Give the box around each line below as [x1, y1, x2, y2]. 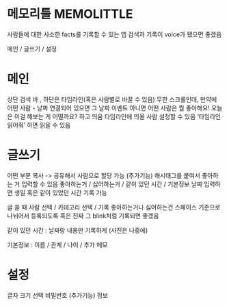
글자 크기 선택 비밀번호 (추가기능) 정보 [7, 291, 108, 299]
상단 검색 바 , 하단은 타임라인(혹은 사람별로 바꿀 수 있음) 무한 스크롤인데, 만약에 [7, 95, 217, 103]
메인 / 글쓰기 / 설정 [7, 44, 57, 53]
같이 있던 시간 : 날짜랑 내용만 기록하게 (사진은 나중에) [7, 226, 148, 234]
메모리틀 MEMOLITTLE [7, 6, 133, 22]
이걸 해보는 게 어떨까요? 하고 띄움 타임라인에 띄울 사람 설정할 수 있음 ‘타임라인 [14, 112, 221, 120]
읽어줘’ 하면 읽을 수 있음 [7, 120, 71, 129]
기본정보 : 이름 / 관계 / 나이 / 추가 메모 [7, 240, 108, 248]
